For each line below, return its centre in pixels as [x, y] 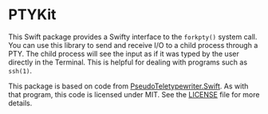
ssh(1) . [20, 70]
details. [20, 103]
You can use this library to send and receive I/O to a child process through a [133, 45]
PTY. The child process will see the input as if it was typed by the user [124, 53]
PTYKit [32, 15]
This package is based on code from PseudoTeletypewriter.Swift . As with [128, 86]
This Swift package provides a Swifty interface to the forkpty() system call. [133, 37]
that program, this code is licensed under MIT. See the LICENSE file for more [134, 94]
